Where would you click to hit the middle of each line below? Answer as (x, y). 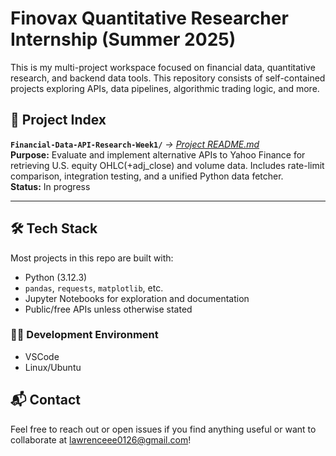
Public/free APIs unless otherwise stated (108, 309)
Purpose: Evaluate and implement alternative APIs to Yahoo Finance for (158, 154)
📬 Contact (45, 400)
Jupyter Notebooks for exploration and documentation (137, 298)
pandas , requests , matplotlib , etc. (94, 288)
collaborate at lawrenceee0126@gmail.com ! (101, 439)
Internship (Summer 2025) (123, 39)
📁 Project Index (58, 120)
